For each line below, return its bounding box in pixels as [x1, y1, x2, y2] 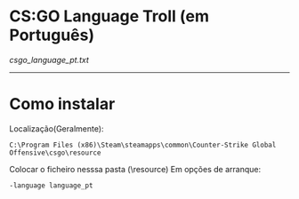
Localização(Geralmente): [9, 123, 104, 134]
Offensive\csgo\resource [9, 148, 101, 157]
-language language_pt [9, 180, 93, 190]
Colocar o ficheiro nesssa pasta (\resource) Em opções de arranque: [9, 163, 261, 174]
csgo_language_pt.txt [9, 54, 89, 65]
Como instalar [9, 94, 116, 115]
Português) [9, 25, 95, 45]
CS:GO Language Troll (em [9, 6, 209, 27]
